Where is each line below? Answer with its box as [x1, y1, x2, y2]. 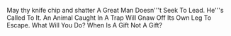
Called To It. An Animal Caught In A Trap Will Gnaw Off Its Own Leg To [6, 13, 212, 22]
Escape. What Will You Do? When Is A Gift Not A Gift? [6, 21, 163, 29]
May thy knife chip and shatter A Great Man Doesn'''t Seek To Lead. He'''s [6, 6, 224, 14]
